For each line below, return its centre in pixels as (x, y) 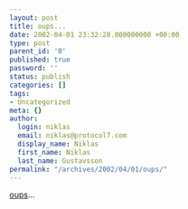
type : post (30, 43)
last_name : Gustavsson (60, 161)
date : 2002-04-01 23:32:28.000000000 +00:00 (94, 34)
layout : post (34, 18)
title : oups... (38, 26)
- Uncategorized (40, 102)
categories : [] (38, 85)
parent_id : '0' (38, 52)
